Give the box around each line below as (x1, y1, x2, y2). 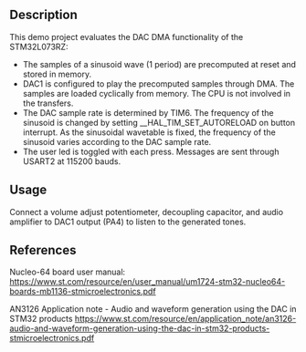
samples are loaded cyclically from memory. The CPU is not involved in (22, 88, 290, 98)
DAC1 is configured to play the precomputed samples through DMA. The (22, 78, 295, 89)
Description (9, 7, 78, 23)
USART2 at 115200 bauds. (22, 155, 121, 167)
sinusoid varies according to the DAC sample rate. (22, 136, 212, 147)
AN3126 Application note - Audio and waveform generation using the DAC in (9, 304, 297, 315)
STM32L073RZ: (9, 41, 69, 52)
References (9, 243, 77, 258)
